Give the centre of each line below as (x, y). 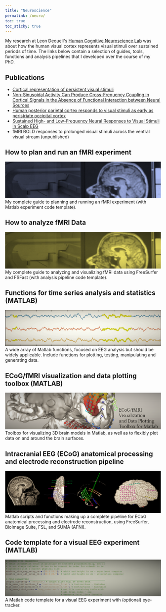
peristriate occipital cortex (39, 116)
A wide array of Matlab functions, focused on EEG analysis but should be (80, 350)
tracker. (13, 605)
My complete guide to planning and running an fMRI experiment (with (76, 202)
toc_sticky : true (23, 26)
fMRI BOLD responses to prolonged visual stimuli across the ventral (81, 132)
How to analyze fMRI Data (46, 223)
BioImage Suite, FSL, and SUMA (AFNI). (45, 527)
